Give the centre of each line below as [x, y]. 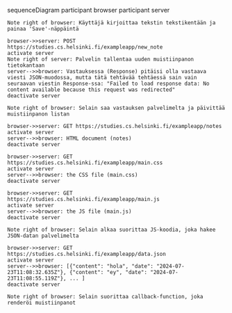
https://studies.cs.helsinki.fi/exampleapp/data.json [87, 254]
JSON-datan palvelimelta [43, 236]
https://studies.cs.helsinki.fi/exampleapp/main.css [85, 163]
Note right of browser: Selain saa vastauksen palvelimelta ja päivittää [116, 108]
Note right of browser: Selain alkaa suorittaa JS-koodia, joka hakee [111, 230]
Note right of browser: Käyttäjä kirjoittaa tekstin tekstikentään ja [111, 23]
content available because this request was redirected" [91, 90]
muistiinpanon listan [39, 114]
